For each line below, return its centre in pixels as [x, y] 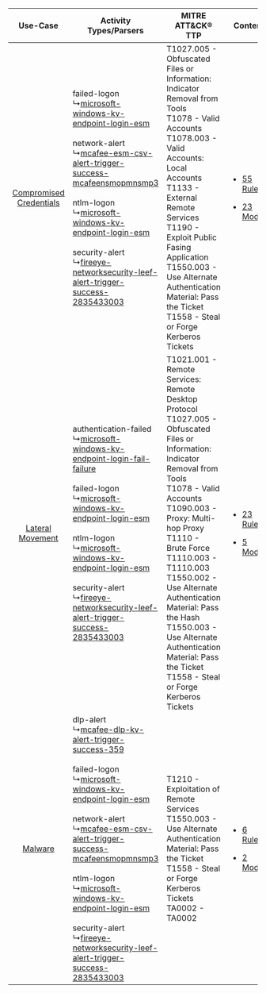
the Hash [183, 617]
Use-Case [39, 25]
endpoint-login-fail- [111, 458]
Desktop [182, 399]
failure [84, 469]
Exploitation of [193, 789]
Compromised [38, 192]
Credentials [38, 203]
